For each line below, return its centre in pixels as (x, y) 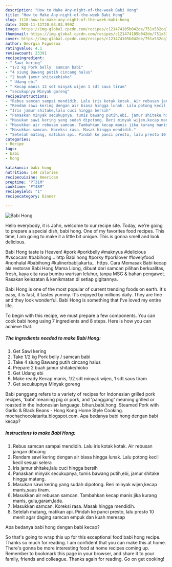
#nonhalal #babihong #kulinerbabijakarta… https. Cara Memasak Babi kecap (86, 262)
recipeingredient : (25, 58)
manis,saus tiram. (31, 490)
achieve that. (19, 326)
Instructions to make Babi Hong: (40, 433)
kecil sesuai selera (32, 462)
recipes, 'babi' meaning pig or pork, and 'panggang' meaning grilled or (80, 399)
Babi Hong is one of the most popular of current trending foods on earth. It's (86, 289)
